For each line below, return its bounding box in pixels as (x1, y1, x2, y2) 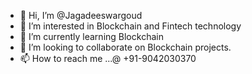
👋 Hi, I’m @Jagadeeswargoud (19, 10, 143, 21)
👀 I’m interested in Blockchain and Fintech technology (19, 20, 242, 32)
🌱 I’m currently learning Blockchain (19, 31, 164, 42)
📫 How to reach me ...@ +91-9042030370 (19, 53, 197, 64)
